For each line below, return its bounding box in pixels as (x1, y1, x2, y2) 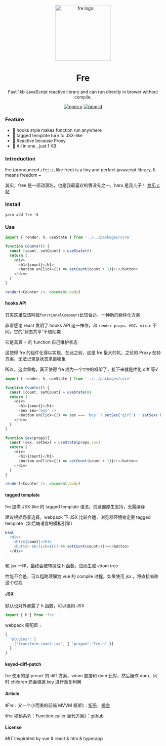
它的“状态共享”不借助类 (13, 328, 61, 334)
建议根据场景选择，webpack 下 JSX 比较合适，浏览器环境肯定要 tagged (5, 514, 151, 520)
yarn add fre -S (5, 212, 39, 217)
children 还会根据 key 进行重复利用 (10, 679, 82, 685)
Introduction (5, 155, 36, 162)
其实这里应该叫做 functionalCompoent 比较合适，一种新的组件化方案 (5, 312, 140, 318)
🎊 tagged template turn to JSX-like (12, 133, 83, 139)
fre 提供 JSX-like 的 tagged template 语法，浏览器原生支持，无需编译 (5, 503, 145, 509)
